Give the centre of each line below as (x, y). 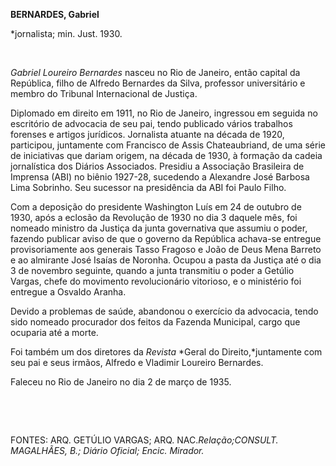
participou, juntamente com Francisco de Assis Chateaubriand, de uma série (168, 145)
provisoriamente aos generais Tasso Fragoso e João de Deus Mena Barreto (166, 249)
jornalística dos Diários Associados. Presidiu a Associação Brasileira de (157, 166)
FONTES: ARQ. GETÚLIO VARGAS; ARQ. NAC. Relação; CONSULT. (144, 440)
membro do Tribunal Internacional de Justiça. (104, 93)
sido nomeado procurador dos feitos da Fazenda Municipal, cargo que (155, 322)
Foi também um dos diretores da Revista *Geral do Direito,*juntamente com (166, 352)
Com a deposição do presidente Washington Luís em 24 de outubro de (156, 207)
